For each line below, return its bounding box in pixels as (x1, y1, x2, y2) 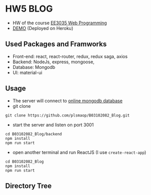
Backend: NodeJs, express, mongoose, (12, 59, 95, 65)
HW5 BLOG (5, 3, 53, 15)
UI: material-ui (12, 69, 42, 75)
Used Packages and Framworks (5, 40, 107, 49)
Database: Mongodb (12, 64, 56, 70)
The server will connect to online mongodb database (12, 97, 123, 104)
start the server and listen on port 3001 (12, 122, 94, 128)
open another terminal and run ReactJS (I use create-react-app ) (12, 149, 146, 155)
